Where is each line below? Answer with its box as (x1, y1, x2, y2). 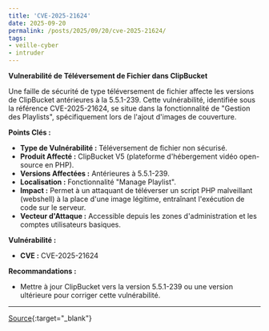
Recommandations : (8, 266, 77, 276)
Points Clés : (8, 127, 51, 137)
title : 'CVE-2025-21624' (8, 11, 91, 20)
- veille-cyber (8, 42, 59, 50)
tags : (8, 34, 26, 42)
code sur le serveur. (19, 203, 86, 212)
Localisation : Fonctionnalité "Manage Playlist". (19, 177, 176, 187)
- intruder (8, 49, 45, 57)
